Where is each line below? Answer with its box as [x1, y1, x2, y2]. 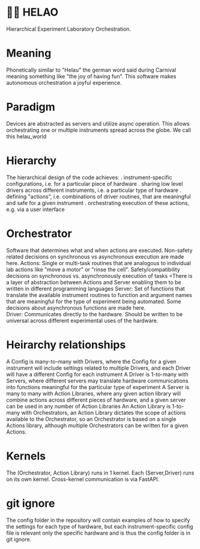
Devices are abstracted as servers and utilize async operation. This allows [6, 120, 190, 127]
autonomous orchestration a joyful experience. [6, 79, 122, 86]
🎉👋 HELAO [6, 5, 59, 19]
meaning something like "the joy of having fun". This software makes [6, 72, 177, 80]
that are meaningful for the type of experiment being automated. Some [6, 298, 181, 305]
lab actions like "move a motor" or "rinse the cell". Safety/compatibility [6, 266, 180, 273]
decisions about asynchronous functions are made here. [6, 304, 146, 311]
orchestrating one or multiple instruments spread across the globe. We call [6, 126, 191, 133]
